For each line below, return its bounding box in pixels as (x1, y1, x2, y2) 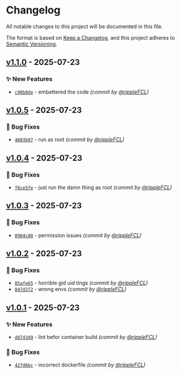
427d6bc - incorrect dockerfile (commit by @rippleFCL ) (14, 361, 146, 369)
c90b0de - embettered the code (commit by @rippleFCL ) (14, 88, 149, 95)
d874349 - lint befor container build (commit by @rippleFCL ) (14, 334, 158, 341)
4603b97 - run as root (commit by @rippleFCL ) (14, 136, 124, 143)
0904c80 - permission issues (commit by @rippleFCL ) (14, 232, 142, 239)
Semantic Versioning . (6, 40, 57, 47)
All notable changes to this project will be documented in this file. (6, 23, 163, 30)
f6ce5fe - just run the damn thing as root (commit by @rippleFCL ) (14, 184, 172, 191)
